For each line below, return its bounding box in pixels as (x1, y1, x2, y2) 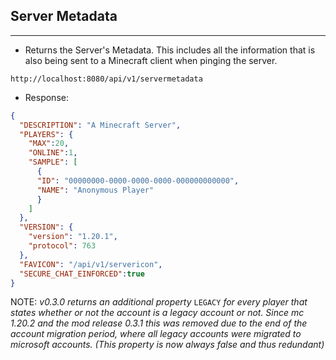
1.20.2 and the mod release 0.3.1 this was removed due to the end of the (10, 317, 308, 329)
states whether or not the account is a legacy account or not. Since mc (10, 307, 305, 319)
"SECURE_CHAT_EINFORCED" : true (19, 269, 145, 279)
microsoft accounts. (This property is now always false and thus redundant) (10, 339, 325, 351)
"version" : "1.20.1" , (28, 232, 118, 242)
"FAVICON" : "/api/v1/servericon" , (19, 259, 163, 269)
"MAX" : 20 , (28, 139, 70, 149)
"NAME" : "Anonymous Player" (36, 185, 155, 195)
